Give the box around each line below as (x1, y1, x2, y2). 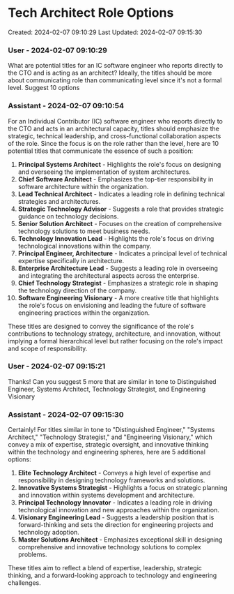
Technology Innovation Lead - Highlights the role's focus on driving (17, 234, 214, 242)
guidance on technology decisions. (17, 211, 119, 221)
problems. (17, 550, 47, 559)
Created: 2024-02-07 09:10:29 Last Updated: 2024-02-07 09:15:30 (8, 28, 203, 36)
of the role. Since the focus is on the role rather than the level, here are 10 (8, 139, 219, 147)
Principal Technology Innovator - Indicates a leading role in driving (17, 498, 212, 507)
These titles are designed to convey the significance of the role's (8, 322, 194, 330)
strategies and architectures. (17, 197, 101, 205)
